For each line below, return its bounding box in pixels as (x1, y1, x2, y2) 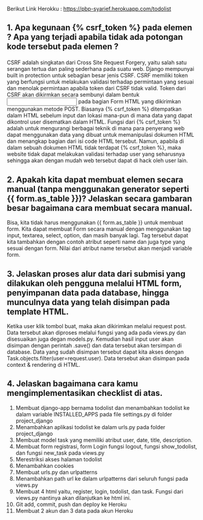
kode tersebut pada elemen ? (7, 42, 119, 52)
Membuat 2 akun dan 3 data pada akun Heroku (15, 507, 134, 514)
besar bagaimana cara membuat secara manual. (7, 203, 193, 213)
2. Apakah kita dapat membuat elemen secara (7, 174, 184, 185)
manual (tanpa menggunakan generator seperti (7, 184, 190, 194)
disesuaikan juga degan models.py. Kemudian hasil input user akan (7, 335, 174, 343)
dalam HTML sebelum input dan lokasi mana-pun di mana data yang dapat (7, 112, 193, 119)
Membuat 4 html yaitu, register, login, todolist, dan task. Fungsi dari (15, 487, 184, 495)
